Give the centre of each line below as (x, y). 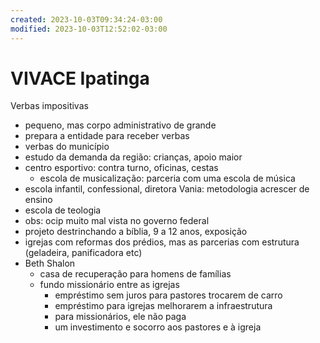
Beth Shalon (50, 263)
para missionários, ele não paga (120, 317)
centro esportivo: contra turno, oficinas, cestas (121, 168)
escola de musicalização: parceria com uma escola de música (167, 178)
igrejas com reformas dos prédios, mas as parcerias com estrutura (162, 242)
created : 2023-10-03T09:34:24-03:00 (86, 19)
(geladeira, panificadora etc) (83, 253)
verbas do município (67, 147)
